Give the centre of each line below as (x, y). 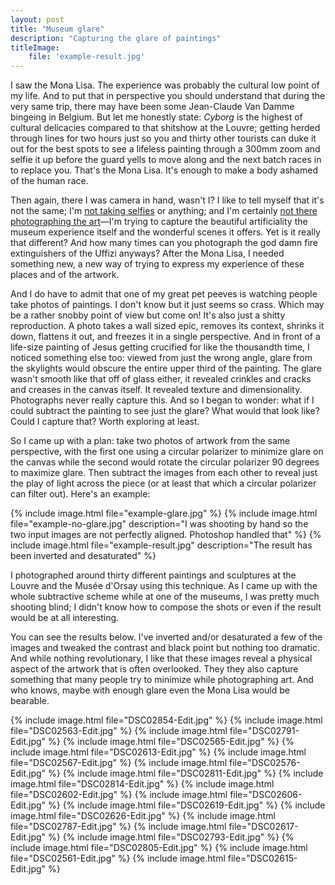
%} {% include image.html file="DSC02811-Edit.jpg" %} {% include (185, 773)
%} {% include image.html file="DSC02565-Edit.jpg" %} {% (171, 742)
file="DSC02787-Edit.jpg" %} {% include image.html (118, 827)
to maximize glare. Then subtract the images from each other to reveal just (164, 473)
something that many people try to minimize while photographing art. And (162, 680)
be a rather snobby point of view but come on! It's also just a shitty (148, 315)
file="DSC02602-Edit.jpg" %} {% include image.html (119, 795)
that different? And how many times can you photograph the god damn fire (164, 243)
